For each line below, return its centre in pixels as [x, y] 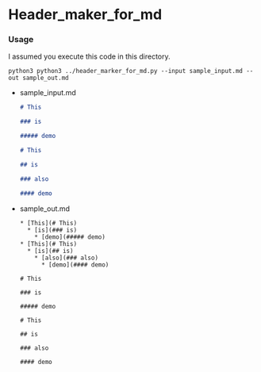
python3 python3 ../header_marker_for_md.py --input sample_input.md [126, 71]
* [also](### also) [67, 258]
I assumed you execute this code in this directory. [89, 56]
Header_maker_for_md [85, 15]
